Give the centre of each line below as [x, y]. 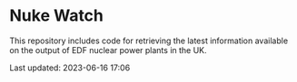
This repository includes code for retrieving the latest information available [149, 41]
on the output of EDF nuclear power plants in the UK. [108, 50]
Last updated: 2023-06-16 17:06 [70, 68]
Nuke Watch [57, 16]
